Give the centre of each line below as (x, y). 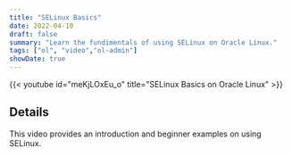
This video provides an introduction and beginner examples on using (135, 134)
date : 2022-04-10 (42, 26)
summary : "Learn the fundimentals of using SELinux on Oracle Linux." (143, 42)
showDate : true (38, 59)
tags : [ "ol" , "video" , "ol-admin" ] (74, 51)
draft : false (33, 34)
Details (29, 112)
